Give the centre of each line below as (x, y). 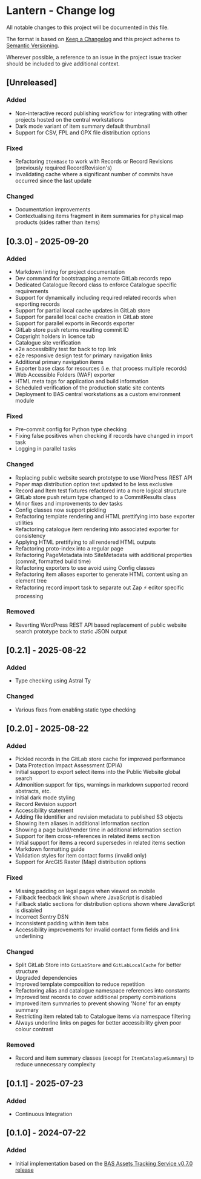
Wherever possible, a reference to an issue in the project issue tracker (94, 57)
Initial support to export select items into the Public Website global (97, 772)
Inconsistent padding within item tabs (62, 923)
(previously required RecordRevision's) (64, 168)
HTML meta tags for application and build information (82, 381)
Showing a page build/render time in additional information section (98, 830)
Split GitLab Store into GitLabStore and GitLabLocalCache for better (98, 965)
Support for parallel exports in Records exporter (75, 323)
